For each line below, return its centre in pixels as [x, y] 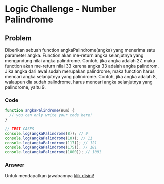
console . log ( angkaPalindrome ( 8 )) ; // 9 [47, 133]
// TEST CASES [20, 129]
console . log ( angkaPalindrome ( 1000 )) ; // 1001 [53, 152]
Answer [15, 165]
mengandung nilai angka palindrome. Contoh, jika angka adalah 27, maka [80, 61]
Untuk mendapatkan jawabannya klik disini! [50, 176]
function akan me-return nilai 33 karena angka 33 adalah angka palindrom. [82, 66]
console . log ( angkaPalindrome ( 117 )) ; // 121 [51, 143]
